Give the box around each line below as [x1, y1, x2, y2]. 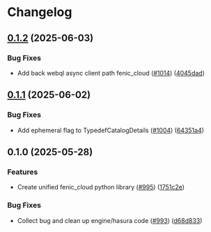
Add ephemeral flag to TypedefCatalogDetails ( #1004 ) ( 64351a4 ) [17, 126, 204, 134]
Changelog [7, 4, 72, 20]
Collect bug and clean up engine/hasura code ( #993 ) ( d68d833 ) [17, 216, 203, 224]
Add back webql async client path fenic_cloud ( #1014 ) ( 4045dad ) [17, 68, 205, 77]
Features [7, 167, 38, 177]
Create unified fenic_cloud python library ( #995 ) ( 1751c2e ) [17, 183, 185, 191]
